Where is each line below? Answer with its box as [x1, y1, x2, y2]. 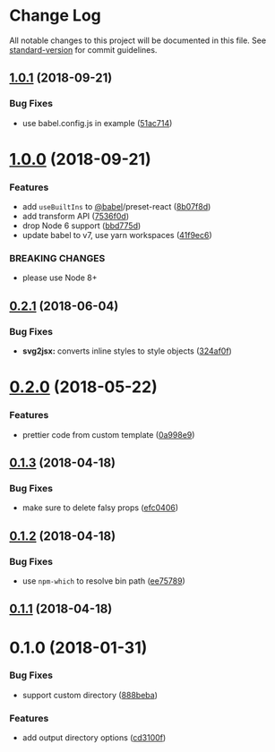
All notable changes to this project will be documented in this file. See [9, 35, 267, 46]
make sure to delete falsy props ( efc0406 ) [21, 502, 179, 513]
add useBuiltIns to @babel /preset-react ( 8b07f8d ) [21, 201, 211, 212]
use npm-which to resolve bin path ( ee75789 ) [21, 575, 185, 586]
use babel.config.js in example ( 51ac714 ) [21, 117, 173, 128]
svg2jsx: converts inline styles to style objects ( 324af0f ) [21, 346, 233, 356]
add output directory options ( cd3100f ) [21, 732, 167, 743]
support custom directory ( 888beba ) [21, 689, 159, 700]
